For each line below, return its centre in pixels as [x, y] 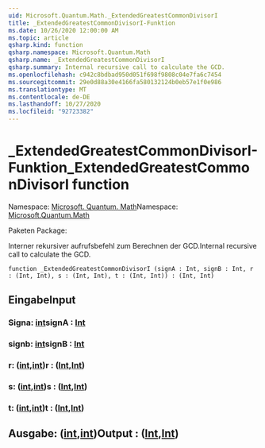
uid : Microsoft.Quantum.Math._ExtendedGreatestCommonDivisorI [113, 15]
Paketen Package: [38, 230]
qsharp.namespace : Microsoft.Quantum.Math [79, 52]
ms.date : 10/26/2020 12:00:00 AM [63, 30]
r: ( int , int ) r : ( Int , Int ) [47, 365]
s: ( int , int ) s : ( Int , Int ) [48, 387]
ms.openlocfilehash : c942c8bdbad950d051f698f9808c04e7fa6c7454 [115, 75]
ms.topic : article [38, 38]
